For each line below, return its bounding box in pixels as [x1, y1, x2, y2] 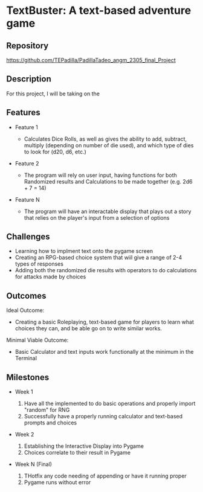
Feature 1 [14, 123, 38, 130]
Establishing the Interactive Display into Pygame [24, 442, 144, 450]
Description [6, 74, 51, 85]
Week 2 [14, 431, 34, 438]
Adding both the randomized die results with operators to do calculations [14, 267, 197, 274]
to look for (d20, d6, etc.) [24, 148, 86, 155]
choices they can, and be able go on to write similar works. [14, 325, 162, 332]
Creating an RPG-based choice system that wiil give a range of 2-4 [14, 254, 182, 261]
